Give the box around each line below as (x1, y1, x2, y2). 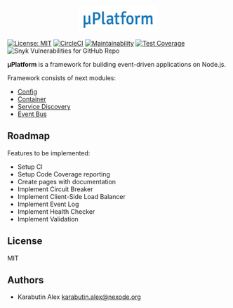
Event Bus (17, 110, 47, 118)
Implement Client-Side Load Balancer (17, 192, 126, 200)
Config (17, 87, 37, 96)
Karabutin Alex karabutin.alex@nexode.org (17, 293, 142, 301)
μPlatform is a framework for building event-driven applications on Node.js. (7, 60, 227, 68)
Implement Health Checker (17, 207, 95, 216)
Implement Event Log (17, 200, 79, 208)
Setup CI (17, 162, 44, 171)
